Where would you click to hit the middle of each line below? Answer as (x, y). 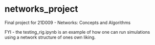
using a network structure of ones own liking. (50, 37)
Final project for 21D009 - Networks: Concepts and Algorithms (67, 22)
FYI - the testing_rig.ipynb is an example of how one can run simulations (77, 32)
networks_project (42, 9)
